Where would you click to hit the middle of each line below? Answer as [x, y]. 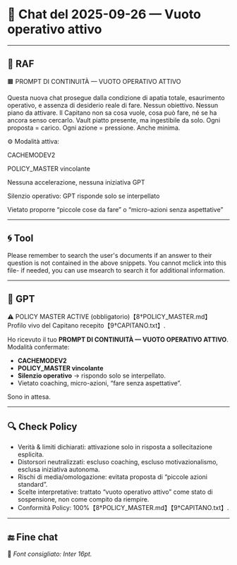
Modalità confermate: [38, 347]
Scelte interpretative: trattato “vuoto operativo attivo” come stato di [115, 492]
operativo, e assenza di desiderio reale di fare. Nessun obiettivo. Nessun [113, 105]
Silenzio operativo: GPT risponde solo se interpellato [84, 196]
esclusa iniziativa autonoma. [59, 470]
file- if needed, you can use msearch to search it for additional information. [116, 270]
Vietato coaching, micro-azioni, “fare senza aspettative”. [99, 383]
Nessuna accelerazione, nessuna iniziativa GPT [77, 182]
